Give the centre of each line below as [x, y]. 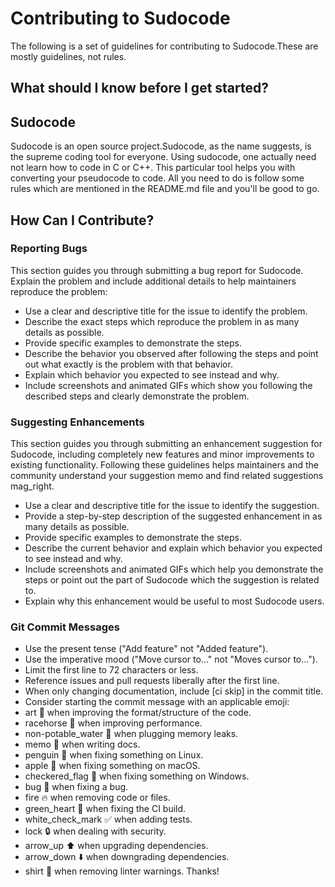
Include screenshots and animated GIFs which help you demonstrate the [174, 569]
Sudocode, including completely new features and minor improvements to [162, 454]
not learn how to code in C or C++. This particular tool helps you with [153, 168]
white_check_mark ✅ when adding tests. [108, 819]
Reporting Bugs [49, 249]
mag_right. [32, 486]
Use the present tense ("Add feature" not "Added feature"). [146, 649]
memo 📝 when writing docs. [82, 744]
